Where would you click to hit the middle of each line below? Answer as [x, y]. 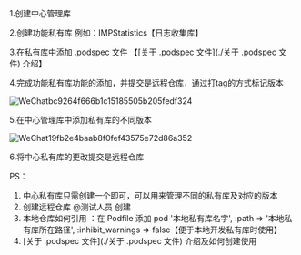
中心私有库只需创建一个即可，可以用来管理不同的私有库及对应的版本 [150, 195]
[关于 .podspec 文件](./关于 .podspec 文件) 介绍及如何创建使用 [140, 241]
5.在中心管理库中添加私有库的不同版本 [80, 120]
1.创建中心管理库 [40, 13]
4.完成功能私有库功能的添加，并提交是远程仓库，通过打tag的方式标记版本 [146, 83]
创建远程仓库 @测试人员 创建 [77, 207]
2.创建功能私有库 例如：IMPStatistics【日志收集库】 [106, 33]
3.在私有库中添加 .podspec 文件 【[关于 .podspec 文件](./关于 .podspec [143, 52]
